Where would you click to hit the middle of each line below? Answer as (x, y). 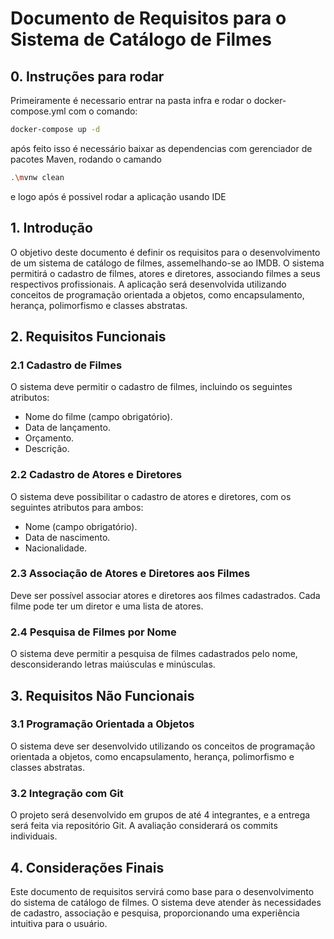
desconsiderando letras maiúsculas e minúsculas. (113, 664)
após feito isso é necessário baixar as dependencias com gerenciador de (161, 148)
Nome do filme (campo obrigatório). (98, 417)
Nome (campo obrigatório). (81, 526)
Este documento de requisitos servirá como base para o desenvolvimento (162, 891)
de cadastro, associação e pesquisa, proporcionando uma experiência (155, 913)
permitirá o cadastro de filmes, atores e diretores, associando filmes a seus (165, 273)
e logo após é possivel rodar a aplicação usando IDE (118, 196)
